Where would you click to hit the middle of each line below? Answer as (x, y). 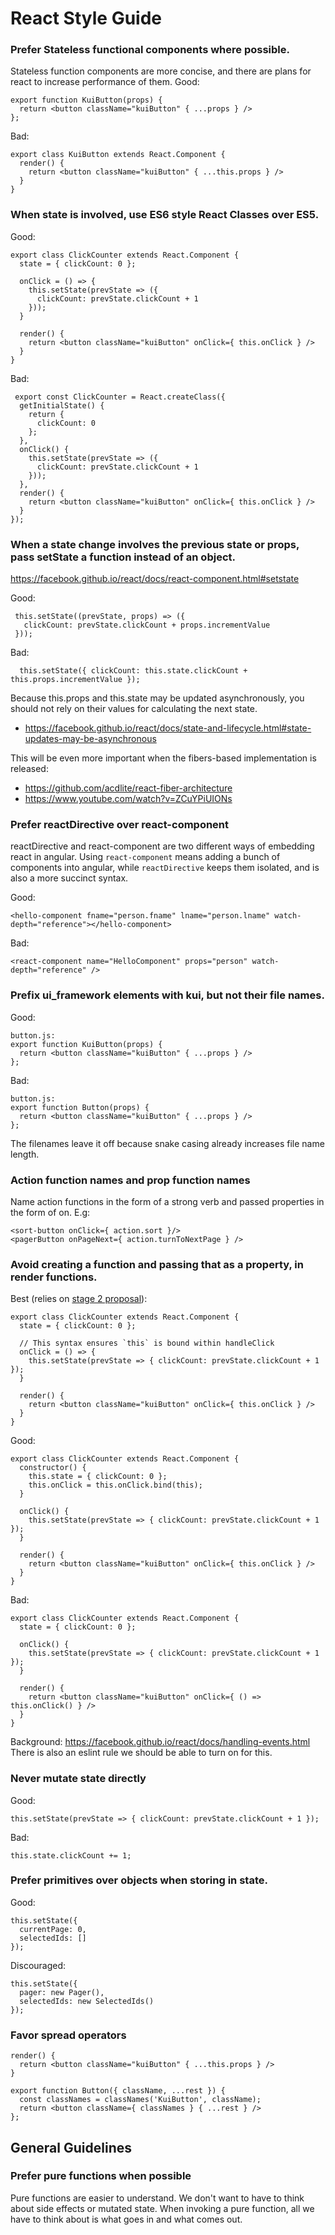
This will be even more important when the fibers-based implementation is (163, 758)
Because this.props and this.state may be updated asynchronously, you (157, 698)
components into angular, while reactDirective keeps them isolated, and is (165, 868)
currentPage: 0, (53, 1929)
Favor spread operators (68, 2035)
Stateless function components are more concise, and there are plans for (161, 71)
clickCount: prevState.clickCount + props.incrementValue (147, 625)
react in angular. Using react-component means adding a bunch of (145, 857)
